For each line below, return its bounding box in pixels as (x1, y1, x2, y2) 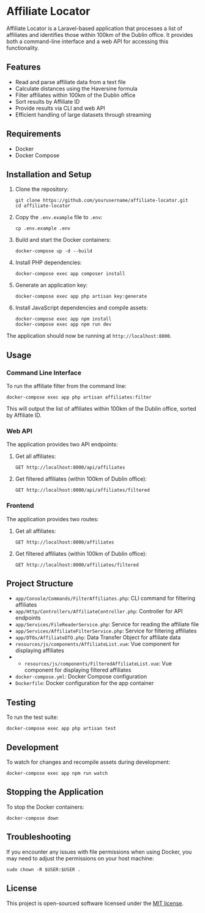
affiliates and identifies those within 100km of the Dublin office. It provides (6, 31, 193, 38)
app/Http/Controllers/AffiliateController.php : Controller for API (15, 608, 183, 615)
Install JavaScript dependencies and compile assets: (15, 304, 148, 311)
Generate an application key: (15, 281, 88, 289)
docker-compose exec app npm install (15, 316, 112, 322)
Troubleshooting (6, 832, 72, 842)
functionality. (6, 44, 40, 52)
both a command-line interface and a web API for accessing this (6, 37, 169, 45)
